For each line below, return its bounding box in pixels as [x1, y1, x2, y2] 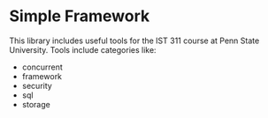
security [21, 80, 53, 91]
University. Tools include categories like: [9, 44, 157, 55]
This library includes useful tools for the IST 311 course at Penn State [9, 35, 260, 46]
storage [21, 99, 50, 109]
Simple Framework [9, 6, 150, 26]
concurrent [21, 62, 64, 72]
